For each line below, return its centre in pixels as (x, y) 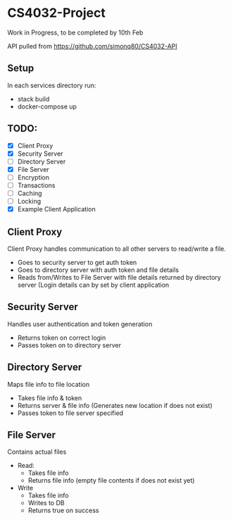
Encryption (33, 177)
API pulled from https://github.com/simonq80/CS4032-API (92, 46)
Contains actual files (37, 452)
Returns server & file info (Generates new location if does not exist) (115, 405)
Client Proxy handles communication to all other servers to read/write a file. (117, 249)
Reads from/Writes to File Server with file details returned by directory (119, 277)
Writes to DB (46, 503)
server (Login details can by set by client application (93, 285)
